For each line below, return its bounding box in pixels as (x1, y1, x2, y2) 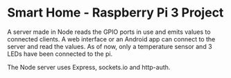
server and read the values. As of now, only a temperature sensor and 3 (7, 42, 213, 50)
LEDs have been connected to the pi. (7, 50, 113, 58)
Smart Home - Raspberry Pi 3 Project (7, 5, 224, 21)
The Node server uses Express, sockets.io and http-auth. (7, 63, 171, 71)
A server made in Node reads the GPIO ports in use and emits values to (7, 28, 211, 36)
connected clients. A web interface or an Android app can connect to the (7, 35, 216, 43)
